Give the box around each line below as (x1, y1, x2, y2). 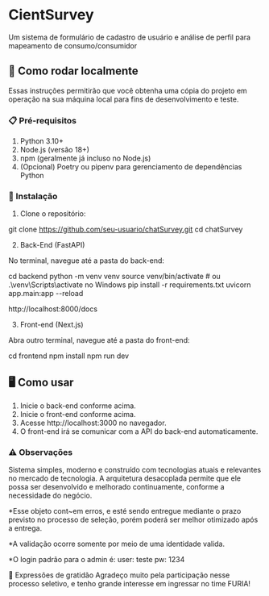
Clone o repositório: (19, 209, 86, 219)
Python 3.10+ (19, 136, 64, 146)
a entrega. (8, 523, 43, 533)
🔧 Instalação (8, 190, 58, 202)
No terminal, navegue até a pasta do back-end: (8, 256, 165, 265)
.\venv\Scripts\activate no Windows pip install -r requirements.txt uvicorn (8, 280, 251, 290)
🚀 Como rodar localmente (8, 65, 139, 78)
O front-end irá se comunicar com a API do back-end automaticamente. (19, 427, 259, 436)
